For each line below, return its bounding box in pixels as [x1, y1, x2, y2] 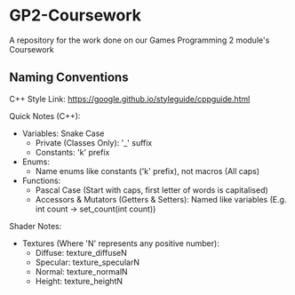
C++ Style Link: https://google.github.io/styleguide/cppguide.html [9, 93, 251, 104]
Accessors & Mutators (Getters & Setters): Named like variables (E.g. [35, 194, 287, 204]
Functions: [21, 175, 61, 186]
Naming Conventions [9, 70, 129, 85]
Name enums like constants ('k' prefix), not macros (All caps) [35, 165, 260, 176]
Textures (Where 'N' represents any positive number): [21, 237, 219, 249]
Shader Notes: [9, 220, 62, 231]
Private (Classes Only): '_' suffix [35, 137, 153, 147]
